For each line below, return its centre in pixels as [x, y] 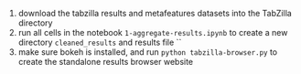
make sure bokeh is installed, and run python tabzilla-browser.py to [147, 52]
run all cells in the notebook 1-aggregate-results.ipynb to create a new [153, 32]
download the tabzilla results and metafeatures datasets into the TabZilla [155, 13]
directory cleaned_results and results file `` [100, 42]
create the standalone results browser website [106, 62]
